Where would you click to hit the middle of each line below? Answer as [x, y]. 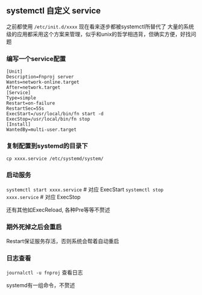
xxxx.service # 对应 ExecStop [43, 197]
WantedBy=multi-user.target [42, 130]
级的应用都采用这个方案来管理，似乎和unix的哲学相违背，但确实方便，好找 [99, 34]
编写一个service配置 [36, 59]
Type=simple [21, 98]
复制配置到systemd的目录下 [47, 146]
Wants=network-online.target [43, 82]
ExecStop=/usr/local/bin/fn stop [48, 119]
